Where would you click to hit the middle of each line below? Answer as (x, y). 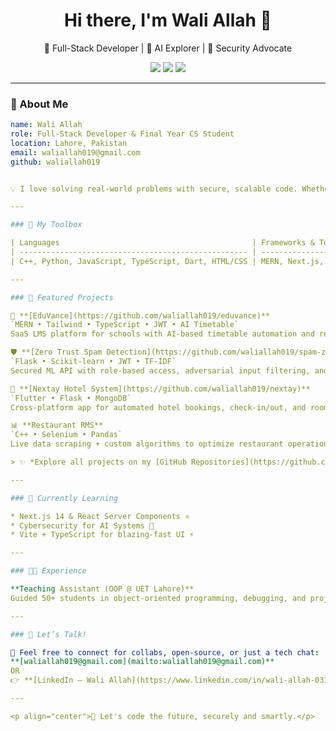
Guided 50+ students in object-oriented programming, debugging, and (158, 598)
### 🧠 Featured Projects (62, 297)
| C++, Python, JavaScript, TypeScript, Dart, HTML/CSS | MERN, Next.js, (167, 261)
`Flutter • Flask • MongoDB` (71, 398)
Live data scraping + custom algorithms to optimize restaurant (147, 444)
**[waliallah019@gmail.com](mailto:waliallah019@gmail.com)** (142, 662)
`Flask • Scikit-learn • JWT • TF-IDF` (93, 362)
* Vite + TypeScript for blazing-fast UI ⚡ (102, 535)
